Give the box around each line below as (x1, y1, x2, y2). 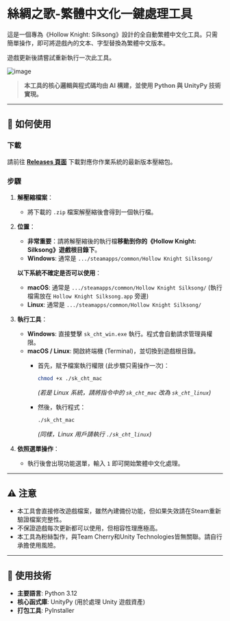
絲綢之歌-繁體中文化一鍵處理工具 (7, 6, 193, 22)
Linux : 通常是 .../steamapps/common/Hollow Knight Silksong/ (27, 300, 202, 309)
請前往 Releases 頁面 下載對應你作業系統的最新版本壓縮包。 (7, 157, 177, 165)
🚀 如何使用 (7, 118, 51, 130)
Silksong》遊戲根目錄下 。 (27, 245, 101, 254)
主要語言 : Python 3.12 (16, 589, 77, 598)
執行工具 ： (16, 315, 48, 323)
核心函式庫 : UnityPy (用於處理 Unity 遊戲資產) (16, 598, 146, 606)
